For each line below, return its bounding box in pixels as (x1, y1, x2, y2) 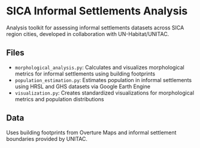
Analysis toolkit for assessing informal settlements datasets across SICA (6, 24, 184, 31)
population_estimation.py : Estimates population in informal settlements (14, 76, 192, 83)
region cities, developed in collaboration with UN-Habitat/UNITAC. (6, 30, 169, 37)
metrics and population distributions (14, 95, 104, 102)
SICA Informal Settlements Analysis (6, 4, 188, 18)
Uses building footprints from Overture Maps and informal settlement (6, 129, 177, 136)
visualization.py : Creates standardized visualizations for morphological (14, 89, 195, 96)
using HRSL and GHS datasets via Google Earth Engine (14, 83, 151, 90)
